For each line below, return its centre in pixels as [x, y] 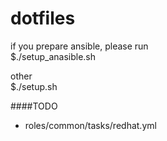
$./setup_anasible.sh [53, 56]
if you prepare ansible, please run [79, 46]
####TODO [34, 106]
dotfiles [43, 18]
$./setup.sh [34, 86]
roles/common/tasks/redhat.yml [90, 125]
